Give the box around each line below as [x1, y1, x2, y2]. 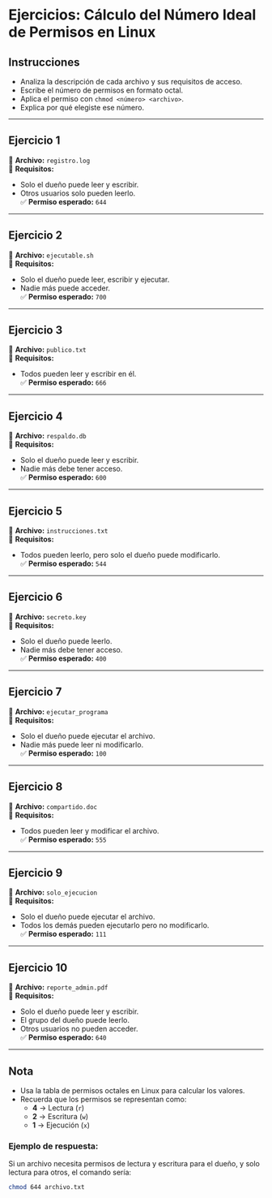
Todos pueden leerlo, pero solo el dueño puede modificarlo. [19, 550, 221, 560]
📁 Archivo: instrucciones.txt [8, 526, 108, 536]
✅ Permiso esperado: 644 [19, 196, 107, 206]
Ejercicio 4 [8, 409, 63, 423]
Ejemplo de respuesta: [8, 1140, 99, 1152]
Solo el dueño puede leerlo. [19, 636, 113, 646]
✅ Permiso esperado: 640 [19, 1032, 107, 1042]
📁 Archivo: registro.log [8, 155, 91, 165]
